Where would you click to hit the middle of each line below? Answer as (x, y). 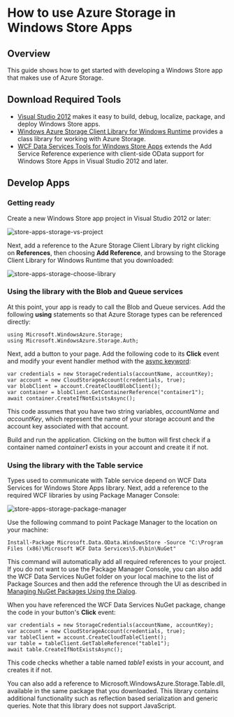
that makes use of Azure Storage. (56, 78)
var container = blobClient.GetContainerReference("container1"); (106, 392)
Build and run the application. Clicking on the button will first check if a (109, 440)
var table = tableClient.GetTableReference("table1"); (89, 644)
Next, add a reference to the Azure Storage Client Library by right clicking (113, 245)
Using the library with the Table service (75, 465)
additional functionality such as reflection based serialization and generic (112, 698)
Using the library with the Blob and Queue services (95, 291)
